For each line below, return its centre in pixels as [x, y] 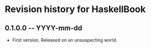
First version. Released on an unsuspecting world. [65, 40]
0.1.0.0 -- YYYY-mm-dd [44, 28]
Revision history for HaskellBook [75, 9]
